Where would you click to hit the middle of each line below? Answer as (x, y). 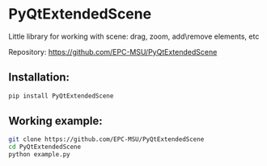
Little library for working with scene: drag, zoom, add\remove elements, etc (134, 36)
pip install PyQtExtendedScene (61, 96)
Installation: (39, 77)
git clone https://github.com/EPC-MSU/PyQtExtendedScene (106, 139)
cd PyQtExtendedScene (45, 147)
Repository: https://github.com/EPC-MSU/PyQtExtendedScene (113, 52)
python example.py (39, 155)
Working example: (55, 121)
